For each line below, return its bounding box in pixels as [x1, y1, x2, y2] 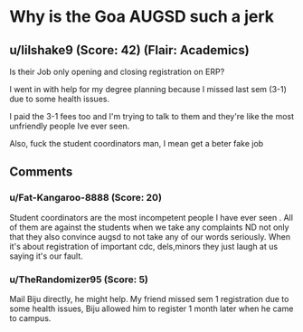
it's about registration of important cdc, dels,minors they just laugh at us [9, 241, 279, 251]
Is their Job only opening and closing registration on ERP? [9, 66, 225, 77]
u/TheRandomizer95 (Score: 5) [9, 273, 149, 286]
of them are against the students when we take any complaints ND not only [9, 222, 289, 232]
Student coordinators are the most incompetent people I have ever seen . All [9, 212, 294, 223]
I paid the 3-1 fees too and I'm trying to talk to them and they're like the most [9, 111, 295, 121]
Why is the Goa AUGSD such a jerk [9, 6, 274, 27]
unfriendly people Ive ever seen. [9, 120, 130, 131]
